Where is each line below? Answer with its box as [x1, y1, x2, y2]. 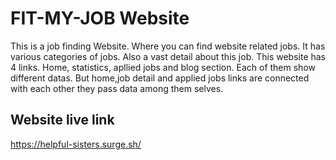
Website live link [10, 112, 115, 129]
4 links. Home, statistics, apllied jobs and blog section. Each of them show [10, 61, 316, 73]
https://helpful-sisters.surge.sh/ [10, 138, 142, 150]
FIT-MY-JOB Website [10, 7, 190, 30]
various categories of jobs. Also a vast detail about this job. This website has [10, 50, 327, 62]
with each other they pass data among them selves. [10, 82, 224, 94]
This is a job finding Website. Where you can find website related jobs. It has [10, 40, 326, 52]
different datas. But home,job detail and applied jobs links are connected [10, 72, 310, 84]
